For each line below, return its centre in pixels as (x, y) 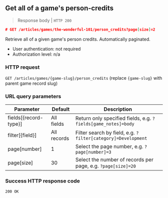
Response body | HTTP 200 (44, 20)
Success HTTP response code (42, 181)
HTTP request (22, 67)
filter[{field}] (22, 135)
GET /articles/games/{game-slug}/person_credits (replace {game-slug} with (84, 78)
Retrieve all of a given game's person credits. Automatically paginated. (78, 39)
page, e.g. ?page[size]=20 (105, 166)
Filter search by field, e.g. (105, 133)
